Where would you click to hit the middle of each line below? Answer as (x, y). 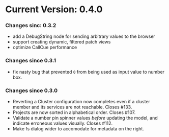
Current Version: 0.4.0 (54, 9)
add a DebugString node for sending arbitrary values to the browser (84, 36)
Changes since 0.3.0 (31, 90)
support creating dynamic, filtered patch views (62, 42)
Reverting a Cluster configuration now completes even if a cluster (81, 102)
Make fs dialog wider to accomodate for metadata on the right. (78, 129)
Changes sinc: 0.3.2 (31, 26)
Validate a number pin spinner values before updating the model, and (85, 118)
